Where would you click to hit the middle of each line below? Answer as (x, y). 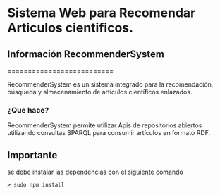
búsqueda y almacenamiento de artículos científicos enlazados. (100, 92)
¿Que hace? (28, 110)
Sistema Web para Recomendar (102, 13)
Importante (32, 155)
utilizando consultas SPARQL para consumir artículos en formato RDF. (109, 133)
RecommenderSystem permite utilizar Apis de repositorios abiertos (105, 125)
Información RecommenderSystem (86, 54)
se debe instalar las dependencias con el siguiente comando (95, 172)
